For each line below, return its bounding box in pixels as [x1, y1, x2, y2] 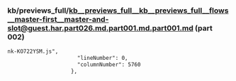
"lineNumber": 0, [77, 55, 129, 62]
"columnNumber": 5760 [77, 61, 141, 68]
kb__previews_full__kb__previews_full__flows [68, 6, 229, 15]
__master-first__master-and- [7, 14, 109, 24]
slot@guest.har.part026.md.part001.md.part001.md [7, 23, 193, 33]
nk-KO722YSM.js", [7, 48, 59, 55]
